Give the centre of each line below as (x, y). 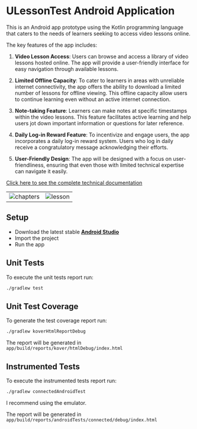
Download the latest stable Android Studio (67, 232)
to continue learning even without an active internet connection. (93, 99)
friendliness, (30, 165)
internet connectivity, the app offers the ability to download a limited (98, 86)
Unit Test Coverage (42, 306)
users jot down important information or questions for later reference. (99, 123)
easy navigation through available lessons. (67, 69)
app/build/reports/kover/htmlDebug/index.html (64, 349)
